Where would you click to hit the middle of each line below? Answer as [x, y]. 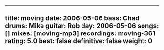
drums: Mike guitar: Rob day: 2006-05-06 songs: [82, 26]
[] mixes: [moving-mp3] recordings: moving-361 [80, 34]
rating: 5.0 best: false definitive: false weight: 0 [79, 41]
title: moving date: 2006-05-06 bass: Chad [72, 18]
